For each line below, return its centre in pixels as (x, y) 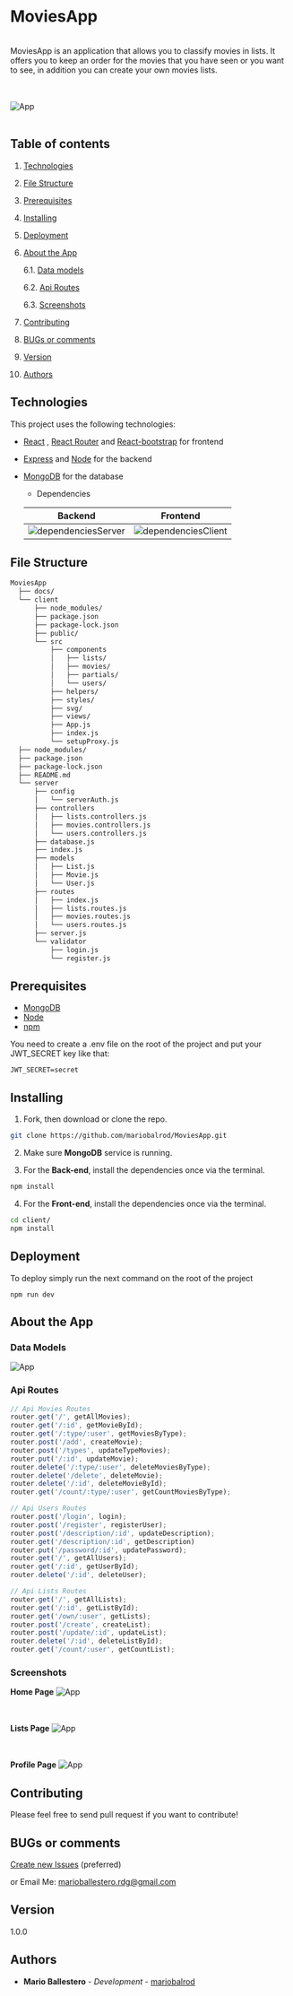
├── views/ (70, 716)
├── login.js (74, 950)
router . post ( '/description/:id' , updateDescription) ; (113, 1533)
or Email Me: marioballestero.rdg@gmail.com (93, 1881)
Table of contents (60, 144)
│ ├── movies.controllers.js (92, 825)
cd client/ (30, 1220)
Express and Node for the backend (87, 458)
